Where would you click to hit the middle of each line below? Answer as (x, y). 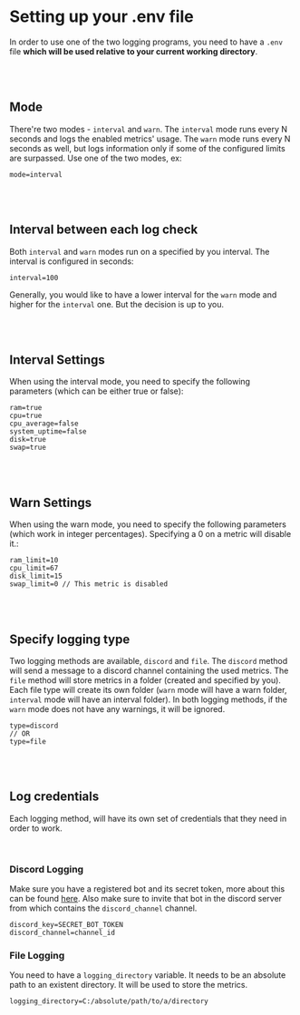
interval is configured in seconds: (72, 261)
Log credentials (54, 797)
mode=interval (36, 174)
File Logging (37, 956)
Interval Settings (58, 360)
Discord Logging (47, 869)
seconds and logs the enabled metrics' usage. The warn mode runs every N (150, 139)
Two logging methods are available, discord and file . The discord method (149, 661)
